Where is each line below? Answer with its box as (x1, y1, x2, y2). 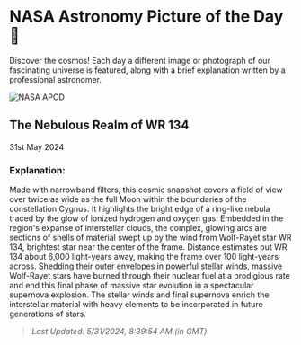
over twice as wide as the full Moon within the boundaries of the (9, 194, 247, 205)
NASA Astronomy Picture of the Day (9, 6, 284, 27)
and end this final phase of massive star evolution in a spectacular (9, 280, 254, 291)
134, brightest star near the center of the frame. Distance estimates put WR (9, 242, 288, 252)
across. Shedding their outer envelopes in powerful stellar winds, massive (9, 261, 283, 271)
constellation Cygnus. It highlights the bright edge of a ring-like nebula (9, 204, 270, 215)
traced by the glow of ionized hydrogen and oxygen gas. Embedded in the (9, 213, 284, 224)
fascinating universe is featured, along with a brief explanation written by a (9, 65, 286, 75)
